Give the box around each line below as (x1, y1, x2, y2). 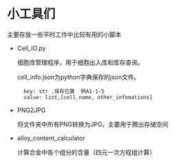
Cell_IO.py (16, 44, 46, 52)
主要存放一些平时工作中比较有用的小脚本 (7, 30, 121, 39)
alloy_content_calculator (16, 133, 86, 142)
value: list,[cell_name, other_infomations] (23, 94, 153, 100)
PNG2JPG (16, 106, 46, 114)
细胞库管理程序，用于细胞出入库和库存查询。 (16, 58, 144, 66)
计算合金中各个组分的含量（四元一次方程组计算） (16, 148, 156, 156)
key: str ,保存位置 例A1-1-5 (23, 87, 105, 95)
